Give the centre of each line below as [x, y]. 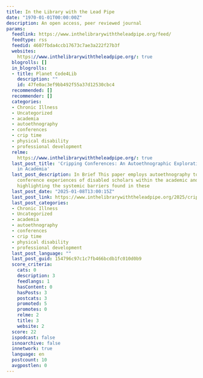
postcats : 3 [32, 298]
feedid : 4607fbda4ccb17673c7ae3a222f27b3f [66, 46]
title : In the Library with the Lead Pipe [60, 12]
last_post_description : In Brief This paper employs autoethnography [101, 175]
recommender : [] [32, 96]
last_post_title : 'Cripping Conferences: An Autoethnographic [92, 164]
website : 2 [31, 326]
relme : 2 [28, 315]
